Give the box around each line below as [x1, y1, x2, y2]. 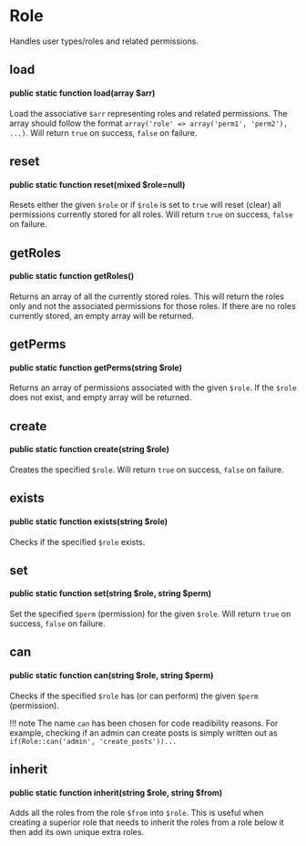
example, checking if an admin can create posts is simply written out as [9, 727, 278, 738]
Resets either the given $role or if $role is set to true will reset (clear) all [9, 200, 282, 211]
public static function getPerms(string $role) [9, 362, 183, 373]
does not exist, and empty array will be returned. [9, 392, 192, 403]
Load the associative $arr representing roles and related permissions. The [9, 108, 288, 119]
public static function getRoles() [9, 271, 135, 282]
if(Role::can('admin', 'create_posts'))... [9, 737, 178, 746]
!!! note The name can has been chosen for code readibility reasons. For [9, 717, 279, 728]
